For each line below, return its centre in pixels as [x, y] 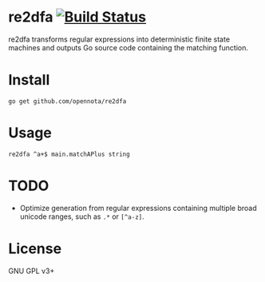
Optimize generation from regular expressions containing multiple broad [138, 208]
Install [29, 80]
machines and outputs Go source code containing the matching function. [129, 47]
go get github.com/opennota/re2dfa [67, 101]
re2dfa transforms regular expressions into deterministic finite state [119, 39]
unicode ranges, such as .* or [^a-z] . [82, 216]
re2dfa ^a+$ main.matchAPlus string [69, 154]
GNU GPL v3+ [32, 271]
